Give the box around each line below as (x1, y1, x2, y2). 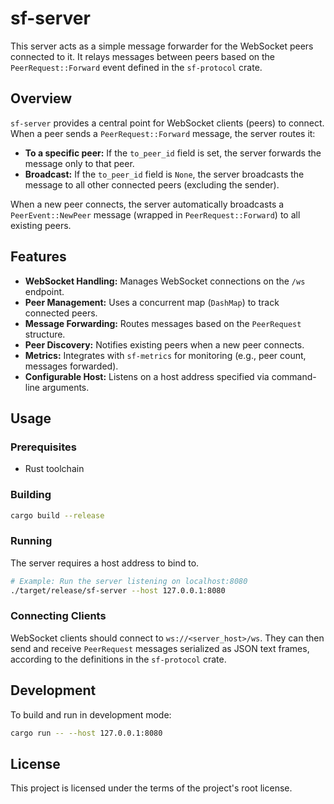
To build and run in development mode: (10, 708, 172, 721)
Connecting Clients (10, 609, 107, 623)
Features (10, 248, 67, 266)
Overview (10, 90, 73, 107)
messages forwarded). (24, 360, 119, 372)
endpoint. (24, 285, 65, 297)
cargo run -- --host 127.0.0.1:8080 (10, 728, 163, 738)
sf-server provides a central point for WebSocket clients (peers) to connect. (10, 117, 325, 129)
